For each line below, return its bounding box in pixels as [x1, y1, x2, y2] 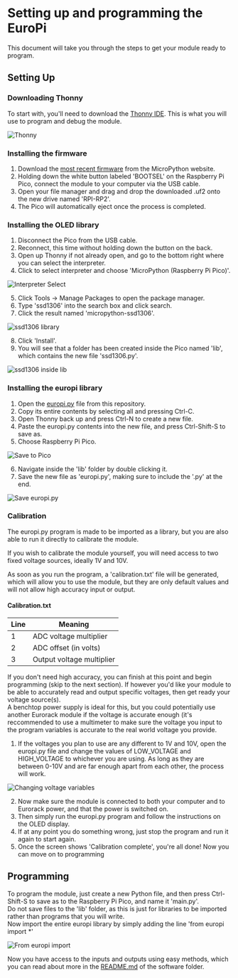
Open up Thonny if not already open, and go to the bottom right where [17, 251, 225, 260]
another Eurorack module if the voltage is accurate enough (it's [7, 711, 193, 719]
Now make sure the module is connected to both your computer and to [17, 797, 225, 806]
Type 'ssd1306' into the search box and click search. [17, 301, 173, 310]
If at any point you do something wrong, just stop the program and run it [17, 827, 229, 836]
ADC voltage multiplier [32, 631, 108, 641]
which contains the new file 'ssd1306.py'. [17, 352, 139, 360]
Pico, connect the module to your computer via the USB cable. [17, 179, 201, 188]
